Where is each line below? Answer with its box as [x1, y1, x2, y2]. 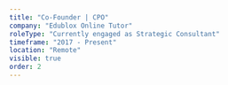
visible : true [9, 54, 62, 63]
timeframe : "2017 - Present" [9, 37, 117, 47]
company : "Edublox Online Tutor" [9, 21, 133, 30]
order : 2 [9, 63, 42, 72]
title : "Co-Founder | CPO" [9, 12, 109, 22]
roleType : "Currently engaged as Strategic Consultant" [9, 29, 220, 38]
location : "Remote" [9, 46, 82, 55]
